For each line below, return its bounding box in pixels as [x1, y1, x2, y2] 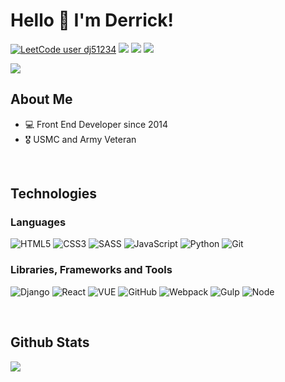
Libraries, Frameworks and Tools [10, 263, 173, 277]
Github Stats [10, 334, 90, 351]
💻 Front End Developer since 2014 [24, 118, 169, 130]
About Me [10, 91, 73, 108]
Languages [10, 215, 67, 229]
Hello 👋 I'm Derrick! [10, 9, 174, 32]
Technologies [10, 185, 98, 203]
